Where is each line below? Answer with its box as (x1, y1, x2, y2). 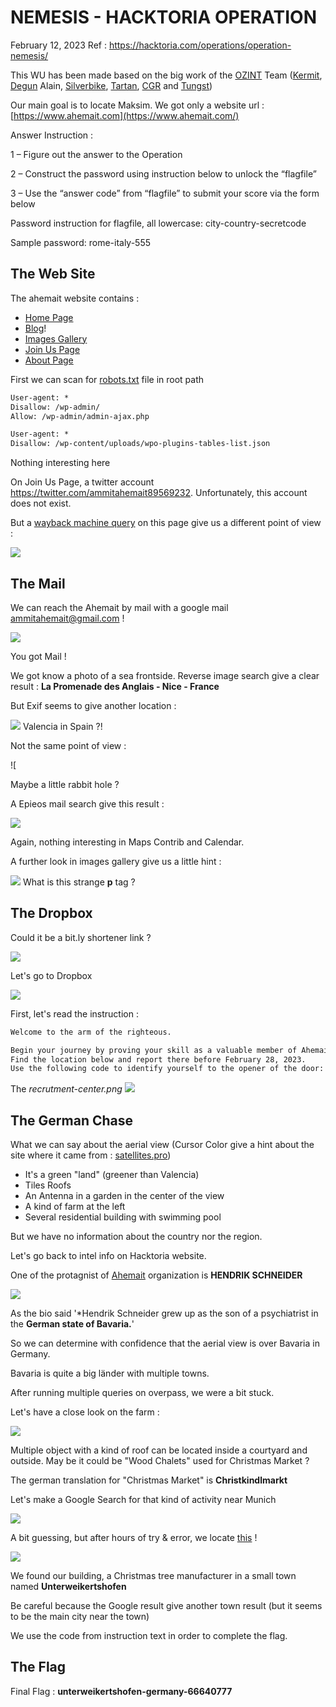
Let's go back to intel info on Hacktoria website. (10, 1250, 207, 1262)
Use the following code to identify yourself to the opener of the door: (10, 1064, 325, 1074)
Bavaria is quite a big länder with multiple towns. (10, 1367, 210, 1380)
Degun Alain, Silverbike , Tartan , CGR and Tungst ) (10, 79, 213, 91)
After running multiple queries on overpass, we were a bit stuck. (10, 1387, 275, 1399)
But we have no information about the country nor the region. (10, 1231, 263, 1243)
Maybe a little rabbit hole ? (10, 778, 120, 790)
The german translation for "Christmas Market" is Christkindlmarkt (10, 1474, 288, 1486)
